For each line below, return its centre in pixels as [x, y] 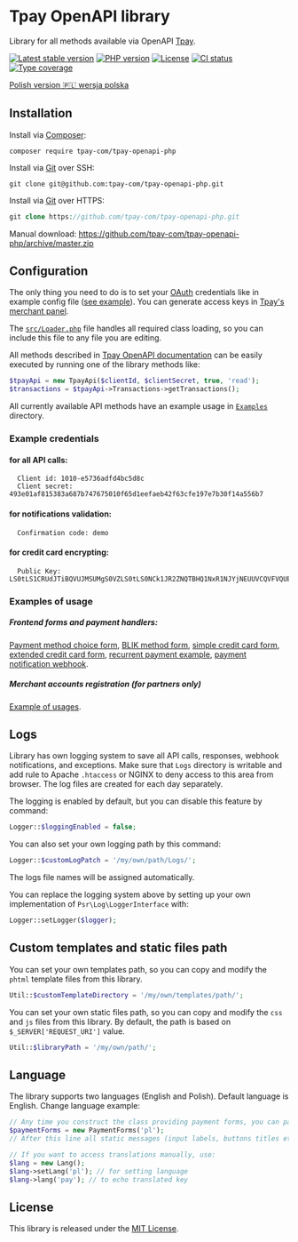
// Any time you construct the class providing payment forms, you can [144, 1122]
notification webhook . [49, 663]
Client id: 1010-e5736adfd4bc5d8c [81, 479]
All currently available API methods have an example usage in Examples [138, 406]
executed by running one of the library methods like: [105, 365]
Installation [41, 113]
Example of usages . [45, 706]
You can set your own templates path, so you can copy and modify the [138, 969]
